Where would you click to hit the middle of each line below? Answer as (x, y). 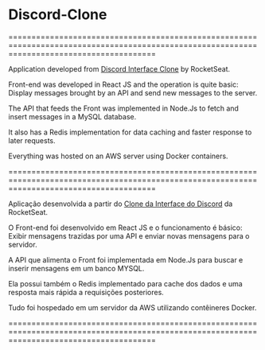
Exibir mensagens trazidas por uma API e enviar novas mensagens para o (129, 235)
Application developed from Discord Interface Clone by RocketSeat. (119, 68)
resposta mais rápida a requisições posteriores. (86, 292)
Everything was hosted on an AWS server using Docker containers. (118, 156)
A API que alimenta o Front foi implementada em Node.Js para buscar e (126, 259)
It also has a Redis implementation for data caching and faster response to (130, 132)
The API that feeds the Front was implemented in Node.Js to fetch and (123, 108)
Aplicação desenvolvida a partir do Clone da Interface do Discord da (121, 204)
